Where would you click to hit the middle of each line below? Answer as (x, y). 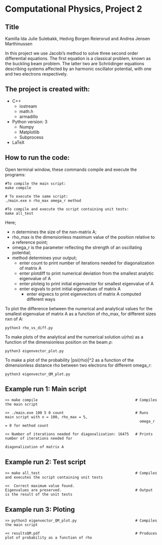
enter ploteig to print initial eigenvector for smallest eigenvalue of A (86, 283)
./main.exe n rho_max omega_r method (43, 201)
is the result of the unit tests (39, 495)
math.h (26, 111)
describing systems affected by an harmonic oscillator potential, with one (78, 69)
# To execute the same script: (37, 196)
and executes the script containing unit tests (54, 478)
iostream (28, 106)
